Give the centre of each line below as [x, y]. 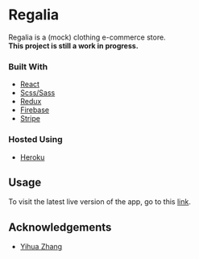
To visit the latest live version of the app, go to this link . [99, 202]
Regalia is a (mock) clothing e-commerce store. [87, 37]
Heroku [32, 157]
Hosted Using [35, 140]
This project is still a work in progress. [73, 45]
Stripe [30, 119]
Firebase [35, 110]
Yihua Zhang [41, 247]
